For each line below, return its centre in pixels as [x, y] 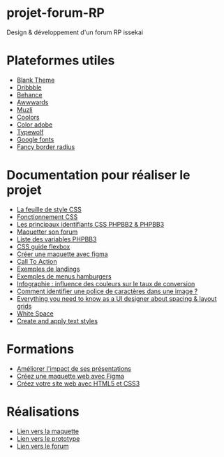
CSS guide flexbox [43, 246]
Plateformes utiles [61, 61]
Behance [29, 94]
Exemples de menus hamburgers [64, 276]
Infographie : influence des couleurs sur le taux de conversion [106, 283]
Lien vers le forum [43, 446]
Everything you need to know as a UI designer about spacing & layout [117, 298]
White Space [35, 314]
